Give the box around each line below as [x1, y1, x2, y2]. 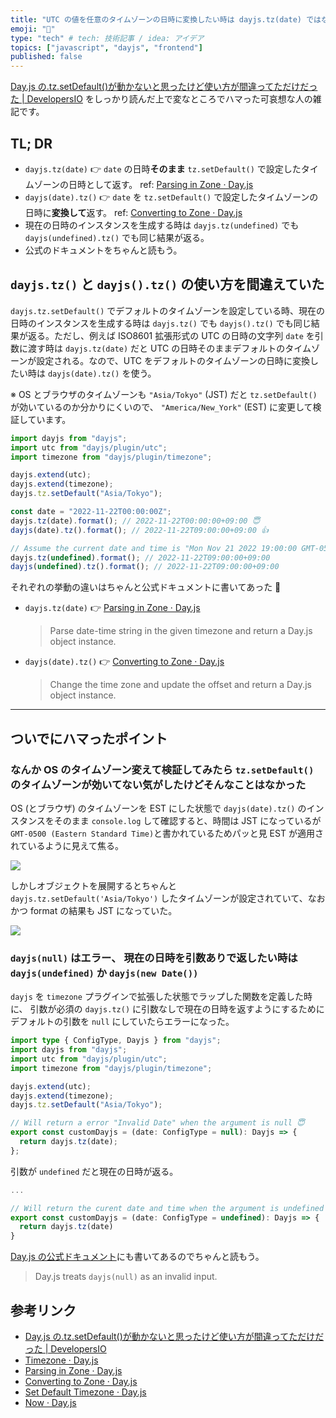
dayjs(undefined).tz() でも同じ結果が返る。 [24, 231, 210, 243]
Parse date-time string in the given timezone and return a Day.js [49, 625, 313, 637]
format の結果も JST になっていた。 [29, 904, 178, 916]
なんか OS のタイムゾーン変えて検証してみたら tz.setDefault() [10, 762, 315, 776]
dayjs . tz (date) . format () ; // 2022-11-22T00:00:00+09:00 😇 [10, 516, 261, 526]
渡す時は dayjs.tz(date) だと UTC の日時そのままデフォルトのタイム [27, 342, 312, 354]
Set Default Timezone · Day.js [24, 1386, 147, 1398]
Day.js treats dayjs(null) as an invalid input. [34, 1271, 218, 1283]
